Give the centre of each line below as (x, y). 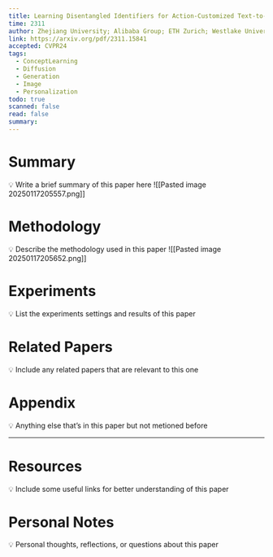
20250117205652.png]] (48, 258)
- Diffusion (36, 69)
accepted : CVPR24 (38, 46)
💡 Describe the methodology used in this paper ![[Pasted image (115, 249)
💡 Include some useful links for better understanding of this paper (119, 489)
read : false (28, 115)
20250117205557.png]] (47, 194)
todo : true (27, 99)
